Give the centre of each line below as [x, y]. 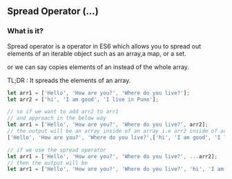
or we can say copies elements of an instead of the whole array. [98, 67]
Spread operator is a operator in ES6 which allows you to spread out [104, 46]
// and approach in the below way [57, 118]
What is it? [25, 31]
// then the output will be [48, 163]
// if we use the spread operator [57, 150]
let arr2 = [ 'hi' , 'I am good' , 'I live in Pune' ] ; [83, 100]
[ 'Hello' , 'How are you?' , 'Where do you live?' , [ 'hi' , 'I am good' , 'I [114, 138]
